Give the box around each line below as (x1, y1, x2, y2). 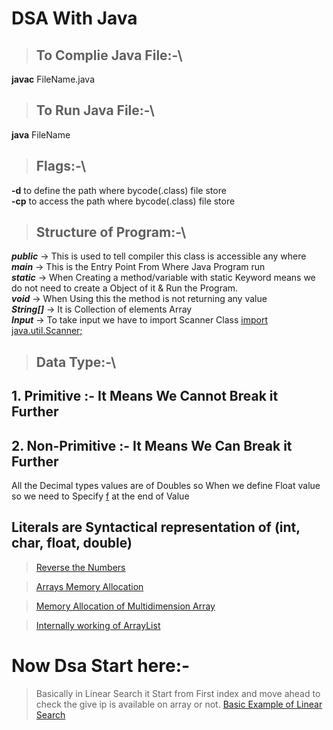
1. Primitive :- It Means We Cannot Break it (11, 388, 279, 405)
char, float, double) (11, 535, 133, 552)
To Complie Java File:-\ (35, 47, 183, 64)
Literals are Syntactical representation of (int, (11, 519, 301, 536)
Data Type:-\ (35, 353, 117, 371)
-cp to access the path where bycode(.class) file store (11, 195, 236, 207)
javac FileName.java (11, 73, 96, 85)
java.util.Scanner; (11, 325, 83, 337)
